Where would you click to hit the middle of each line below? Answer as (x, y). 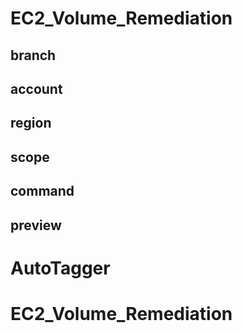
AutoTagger (60, 268)
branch (33, 55)
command (42, 191)
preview (36, 225)
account (36, 88)
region (31, 123)
